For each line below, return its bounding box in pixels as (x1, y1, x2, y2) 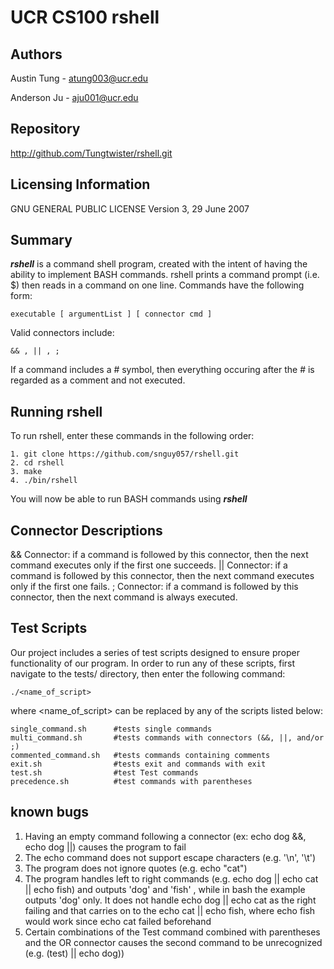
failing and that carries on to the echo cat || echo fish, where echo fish (24, 904, 316, 916)
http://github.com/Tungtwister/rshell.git (10, 147, 173, 159)
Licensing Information (10, 176, 151, 193)
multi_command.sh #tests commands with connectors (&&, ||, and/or (10, 732, 325, 743)
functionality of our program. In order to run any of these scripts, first (10, 657, 296, 669)
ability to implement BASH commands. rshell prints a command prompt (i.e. (10, 269, 320, 281)
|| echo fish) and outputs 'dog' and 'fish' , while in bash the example (24, 883, 306, 895)
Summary (10, 232, 73, 249)
